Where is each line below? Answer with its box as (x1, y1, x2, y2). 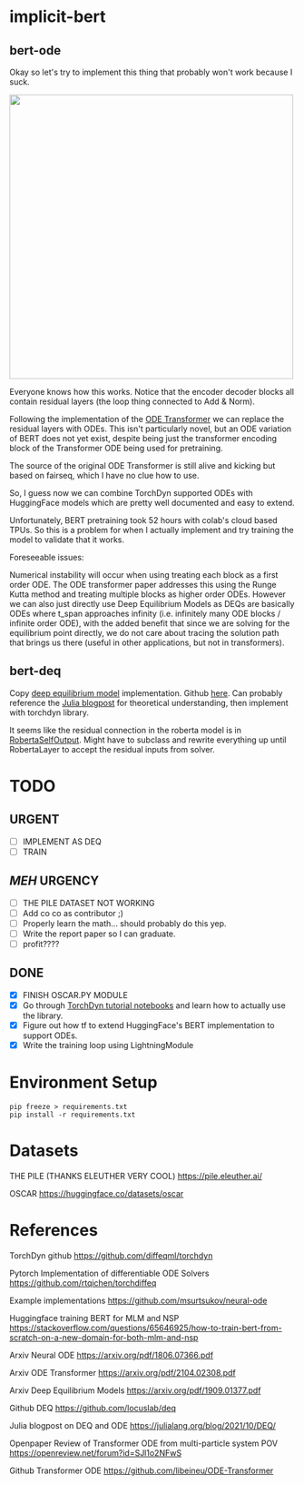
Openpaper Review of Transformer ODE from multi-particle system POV (9, 1438, 279, 1449)
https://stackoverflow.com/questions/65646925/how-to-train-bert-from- (9, 1322, 283, 1333)
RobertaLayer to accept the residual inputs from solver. (9, 743, 215, 754)
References (9, 1220, 98, 1241)
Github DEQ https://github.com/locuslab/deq (9, 1402, 177, 1413)
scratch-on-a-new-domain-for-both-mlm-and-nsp (9, 1331, 199, 1343)
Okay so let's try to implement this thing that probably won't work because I (9, 66, 293, 77)
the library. (22, 1010, 64, 1021)
